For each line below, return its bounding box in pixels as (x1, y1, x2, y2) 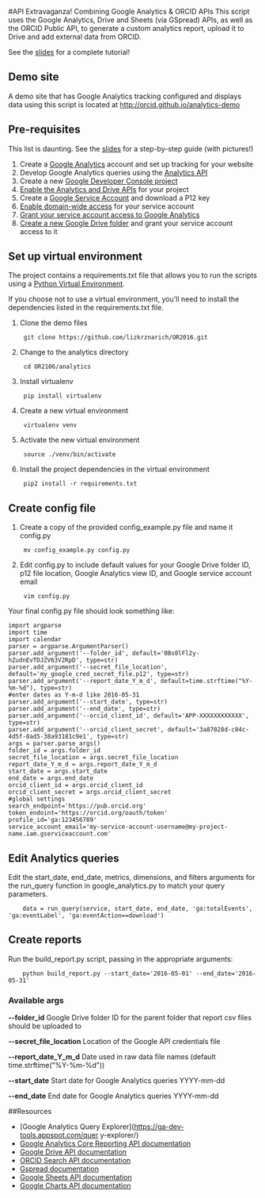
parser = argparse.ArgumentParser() (8, 643, 129, 651)
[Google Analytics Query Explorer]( (19, 1122, 134, 1131)
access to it (19, 226, 58, 236)
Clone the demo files (19, 318, 88, 328)
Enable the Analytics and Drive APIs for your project (19, 184, 189, 194)
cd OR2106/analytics (23, 363, 91, 371)
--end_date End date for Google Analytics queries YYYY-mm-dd (8, 1091, 219, 1101)
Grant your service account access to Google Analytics (19, 209, 200, 219)
